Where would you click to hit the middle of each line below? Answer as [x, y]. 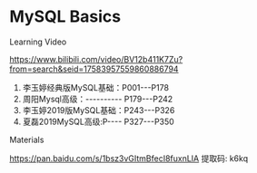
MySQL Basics [65, 17]
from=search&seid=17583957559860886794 [94, 69]
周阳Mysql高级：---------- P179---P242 [98, 99]
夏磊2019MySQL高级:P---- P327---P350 [98, 121]
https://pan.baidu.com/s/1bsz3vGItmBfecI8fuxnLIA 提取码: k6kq [128, 158]
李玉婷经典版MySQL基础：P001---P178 [96, 87]
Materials [27, 139]
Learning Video [38, 42]
